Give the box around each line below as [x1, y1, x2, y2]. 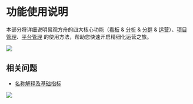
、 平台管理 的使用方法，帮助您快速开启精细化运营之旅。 [16, 33, 152, 40]
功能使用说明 [6, 5, 69, 19]
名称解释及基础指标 [14, 80, 62, 87]
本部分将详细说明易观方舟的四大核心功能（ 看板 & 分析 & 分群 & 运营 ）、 [6, 26, 177, 33]
